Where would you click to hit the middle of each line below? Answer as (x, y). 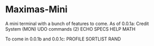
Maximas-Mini (36, 9)
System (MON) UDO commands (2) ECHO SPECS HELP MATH (70, 29)
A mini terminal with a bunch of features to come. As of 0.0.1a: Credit (77, 24)
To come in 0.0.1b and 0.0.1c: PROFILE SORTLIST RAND (63, 39)
